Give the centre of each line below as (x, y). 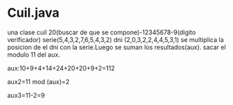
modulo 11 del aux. (34, 55)
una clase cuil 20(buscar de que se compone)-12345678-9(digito (101, 32)
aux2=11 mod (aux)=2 (38, 81)
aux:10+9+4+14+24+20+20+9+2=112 (61, 68)
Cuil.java (33, 13)
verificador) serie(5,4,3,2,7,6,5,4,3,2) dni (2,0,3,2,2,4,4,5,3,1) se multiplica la (115, 39)
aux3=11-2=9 (26, 95)
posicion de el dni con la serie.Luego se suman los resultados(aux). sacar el (116, 47)
